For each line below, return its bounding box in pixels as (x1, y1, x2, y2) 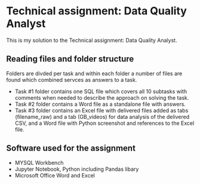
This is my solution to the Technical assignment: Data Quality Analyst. (6, 36, 177, 44)
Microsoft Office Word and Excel (14, 171, 96, 179)
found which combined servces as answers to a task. (6, 76, 137, 83)
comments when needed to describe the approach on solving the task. (14, 94, 189, 101)
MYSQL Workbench (14, 159, 64, 166)
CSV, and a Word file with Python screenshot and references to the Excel (14, 119, 195, 127)
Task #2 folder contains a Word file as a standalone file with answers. (14, 100, 186, 108)
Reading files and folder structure (6, 54, 134, 64)
